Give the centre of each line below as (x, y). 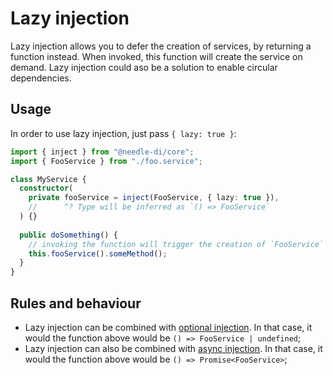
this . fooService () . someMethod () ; (98, 253)
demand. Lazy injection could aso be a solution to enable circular (144, 67)
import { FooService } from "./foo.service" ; (106, 161)
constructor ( (46, 188)
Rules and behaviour (76, 303)
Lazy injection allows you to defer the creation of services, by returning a (161, 46)
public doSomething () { (68, 235)
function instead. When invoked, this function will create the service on (156, 56)
